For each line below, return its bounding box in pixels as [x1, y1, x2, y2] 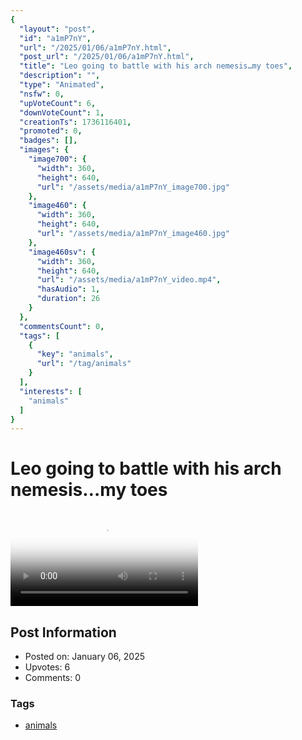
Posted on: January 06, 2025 [24, 651, 145, 662]
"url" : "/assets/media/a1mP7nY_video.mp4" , [36, 275, 222, 285]
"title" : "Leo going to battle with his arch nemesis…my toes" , [19, 61, 293, 71]
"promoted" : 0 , [19, 126, 83, 136]
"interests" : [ [19, 386, 83, 396]
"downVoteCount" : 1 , [19, 107, 105, 118]
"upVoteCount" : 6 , [19, 98, 97, 108]
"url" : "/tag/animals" [36, 359, 132, 369]
